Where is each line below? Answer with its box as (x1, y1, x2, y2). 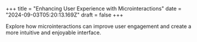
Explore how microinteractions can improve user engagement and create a (5, 23, 192, 30)
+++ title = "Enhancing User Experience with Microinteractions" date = (5, 5, 182, 12)
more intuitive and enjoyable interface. (5, 29, 102, 36)
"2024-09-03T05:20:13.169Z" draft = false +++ (5, 11, 124, 18)
